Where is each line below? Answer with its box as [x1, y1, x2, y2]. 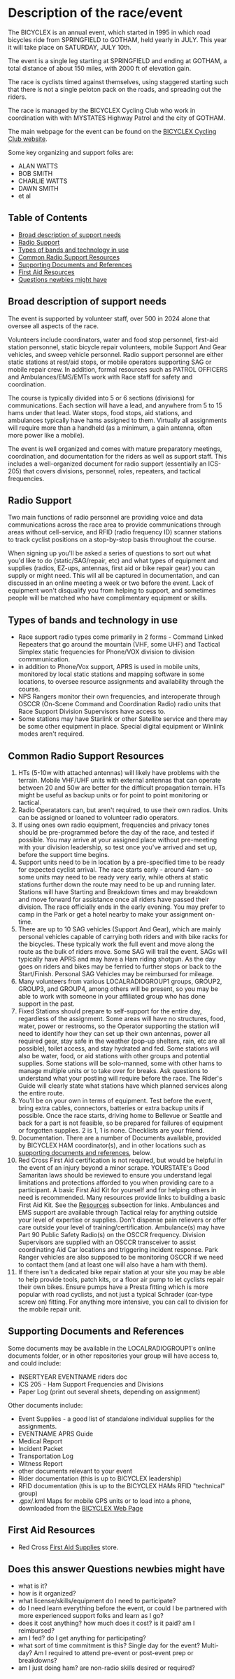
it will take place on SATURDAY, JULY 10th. [8, 43, 132, 51]
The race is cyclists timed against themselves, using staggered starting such [8, 77, 229, 86]
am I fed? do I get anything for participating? [17, 1634, 146, 1643]
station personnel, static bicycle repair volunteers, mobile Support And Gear [8, 342, 227, 351]
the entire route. [17, 1089, 65, 1097]
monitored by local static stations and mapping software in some [17, 670, 205, 678]
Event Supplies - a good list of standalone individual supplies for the [17, 1415, 215, 1423]
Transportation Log [17, 1452, 74, 1460]
